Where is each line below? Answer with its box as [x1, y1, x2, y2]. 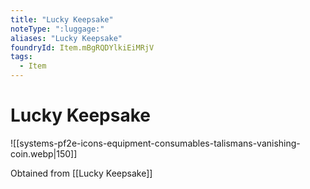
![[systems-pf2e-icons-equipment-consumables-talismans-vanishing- [10, 137, 301, 149]
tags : [10, 52, 33, 62]
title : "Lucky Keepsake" [10, 14, 114, 25]
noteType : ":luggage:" [10, 24, 105, 34]
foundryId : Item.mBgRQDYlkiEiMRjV [10, 42, 155, 53]
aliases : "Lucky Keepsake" [10, 33, 123, 43]
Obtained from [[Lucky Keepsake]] [10, 167, 153, 179]
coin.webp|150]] [10, 147, 78, 160]
